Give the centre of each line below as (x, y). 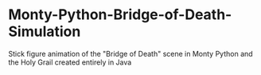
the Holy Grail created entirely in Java (70, 62)
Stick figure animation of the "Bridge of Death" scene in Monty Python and (130, 53)
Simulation (45, 32)
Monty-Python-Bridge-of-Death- (120, 15)
